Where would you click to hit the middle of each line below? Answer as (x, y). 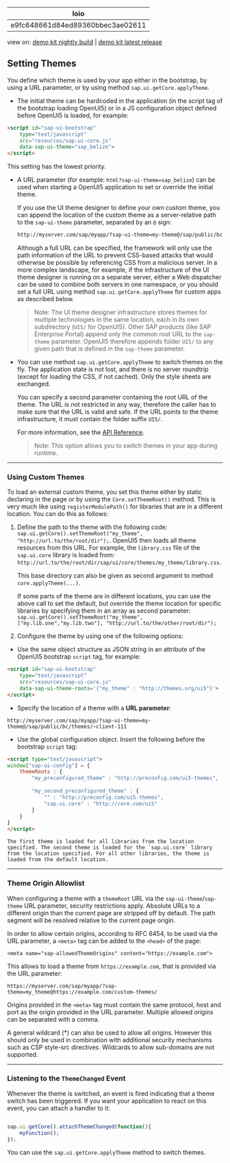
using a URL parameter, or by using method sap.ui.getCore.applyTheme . (108, 87)
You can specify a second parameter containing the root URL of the (112, 397)
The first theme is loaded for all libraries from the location (101, 842)
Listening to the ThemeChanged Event (66, 1079)
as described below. (45, 299)
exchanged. (34, 384)
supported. (23, 1054)
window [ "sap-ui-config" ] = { (49, 765)
